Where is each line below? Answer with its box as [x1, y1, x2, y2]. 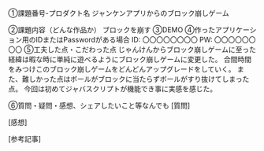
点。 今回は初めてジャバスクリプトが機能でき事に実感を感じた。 [8, 84, 218, 94]
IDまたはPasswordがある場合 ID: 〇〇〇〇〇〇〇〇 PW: [35, 35, 213, 44]
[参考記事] [8, 134, 42, 143]
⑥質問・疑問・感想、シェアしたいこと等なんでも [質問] [8, 101, 191, 110]
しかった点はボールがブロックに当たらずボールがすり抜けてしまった [28, 75, 250, 83]
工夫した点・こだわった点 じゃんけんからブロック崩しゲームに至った [33, 45, 256, 54]
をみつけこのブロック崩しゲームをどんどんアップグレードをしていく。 [8, 64, 236, 74]
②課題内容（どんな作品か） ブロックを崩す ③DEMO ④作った [8, 25, 216, 35]
